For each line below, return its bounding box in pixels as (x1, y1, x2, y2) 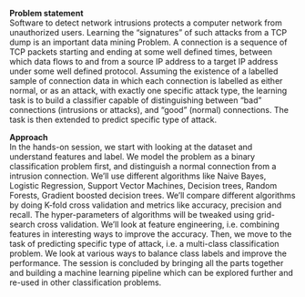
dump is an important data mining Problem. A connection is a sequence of (9, 36, 288, 47)
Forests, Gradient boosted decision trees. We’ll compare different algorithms (9, 190, 296, 200)
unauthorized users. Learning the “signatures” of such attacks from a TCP (9, 27, 288, 37)
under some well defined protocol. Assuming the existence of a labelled (9, 66, 279, 77)
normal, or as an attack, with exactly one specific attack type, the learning (9, 86, 288, 96)
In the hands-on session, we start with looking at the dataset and (9, 141, 253, 152)
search (9, 219, 36, 230)
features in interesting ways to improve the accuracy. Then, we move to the (9, 229, 292, 240)
